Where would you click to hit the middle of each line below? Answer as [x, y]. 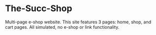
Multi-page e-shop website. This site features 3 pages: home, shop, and [78, 22]
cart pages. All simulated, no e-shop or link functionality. [62, 27]
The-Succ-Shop [39, 9]
